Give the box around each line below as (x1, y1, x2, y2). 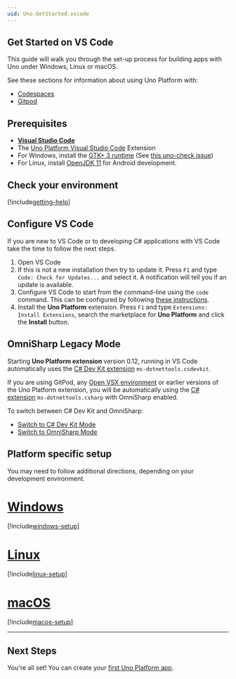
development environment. (7, 474, 86, 483)
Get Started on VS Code (7, 37, 114, 49)
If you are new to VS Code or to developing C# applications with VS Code (7, 236, 220, 245)
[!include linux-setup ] (7, 570, 68, 578)
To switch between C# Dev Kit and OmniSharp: (7, 406, 144, 415)
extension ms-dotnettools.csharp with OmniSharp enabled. (7, 393, 178, 401)
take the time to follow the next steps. (7, 244, 117, 253)
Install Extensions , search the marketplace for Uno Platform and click (17, 310, 225, 319)
